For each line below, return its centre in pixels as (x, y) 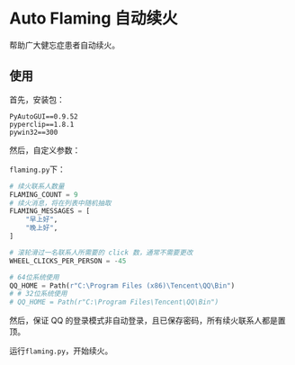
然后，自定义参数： (45, 150)
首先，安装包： (37, 99)
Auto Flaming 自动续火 (94, 18)
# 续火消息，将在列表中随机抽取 (60, 203)
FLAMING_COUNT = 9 (44, 194)
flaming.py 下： (37, 169)
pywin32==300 (34, 132)
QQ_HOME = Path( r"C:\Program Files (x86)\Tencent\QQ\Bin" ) (122, 285)
